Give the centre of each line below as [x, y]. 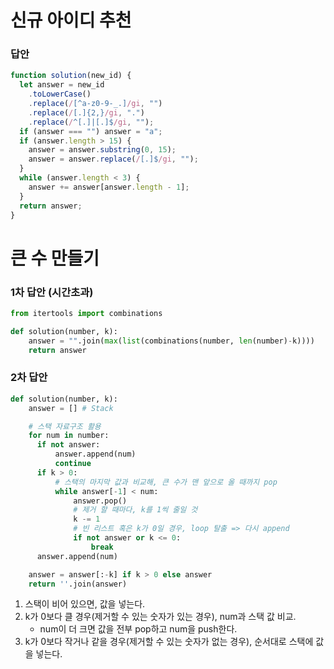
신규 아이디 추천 [71, 20]
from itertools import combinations [86, 313]
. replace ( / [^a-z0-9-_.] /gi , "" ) [95, 104]
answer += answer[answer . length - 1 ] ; [109, 187]
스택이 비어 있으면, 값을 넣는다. [85, 604]
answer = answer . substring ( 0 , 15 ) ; [102, 150]
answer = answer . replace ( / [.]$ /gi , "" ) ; [113, 159]
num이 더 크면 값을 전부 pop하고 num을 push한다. [138, 629]
